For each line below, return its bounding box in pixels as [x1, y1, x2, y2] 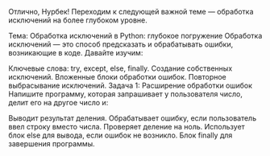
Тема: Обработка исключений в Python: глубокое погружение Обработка [8, 31, 263, 40]
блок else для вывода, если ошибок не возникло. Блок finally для [8, 130, 233, 140]
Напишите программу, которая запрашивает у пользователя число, [8, 89, 243, 99]
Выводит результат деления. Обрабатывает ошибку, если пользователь [8, 113, 256, 123]
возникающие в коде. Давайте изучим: [8, 48, 143, 57]
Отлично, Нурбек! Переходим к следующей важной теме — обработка [8, 7, 254, 16]
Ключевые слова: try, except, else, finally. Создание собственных [8, 64, 233, 73]
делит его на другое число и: [8, 98, 109, 107]
